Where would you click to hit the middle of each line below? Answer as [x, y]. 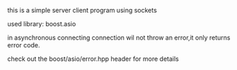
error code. [24, 45]
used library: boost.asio [42, 24]
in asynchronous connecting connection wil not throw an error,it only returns [119, 37]
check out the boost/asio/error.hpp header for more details [93, 59]
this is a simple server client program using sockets [82, 10]
